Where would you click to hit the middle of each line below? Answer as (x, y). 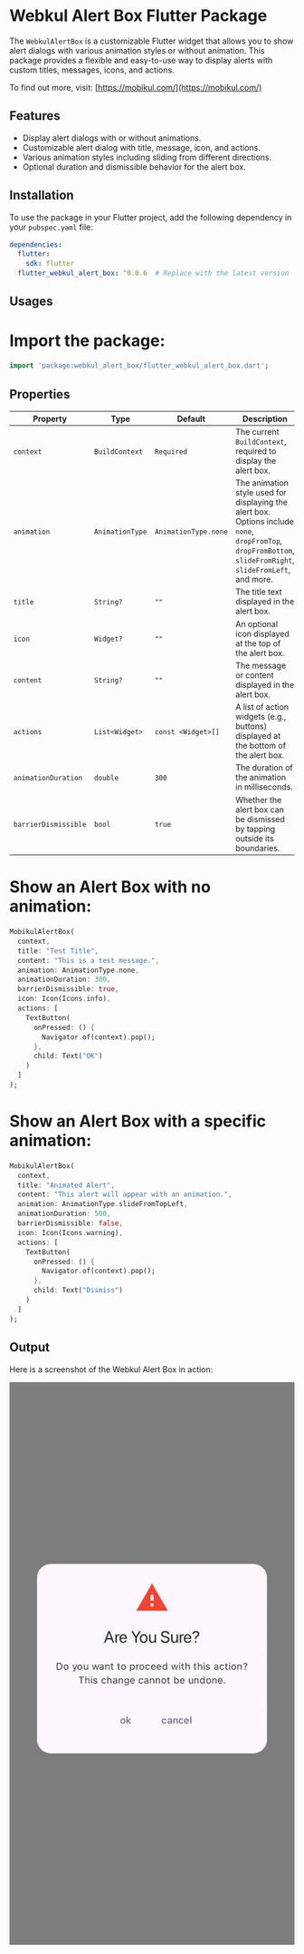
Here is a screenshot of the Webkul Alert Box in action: (111, 1369)
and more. (254, 579)
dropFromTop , (259, 541)
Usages (31, 302)
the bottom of (261, 746)
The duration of (264, 768)
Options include (264, 522)
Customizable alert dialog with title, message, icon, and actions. (141, 147)
